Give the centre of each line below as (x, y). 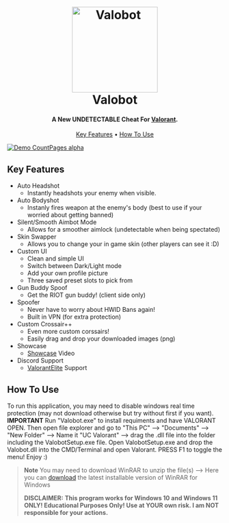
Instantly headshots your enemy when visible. (92, 193)
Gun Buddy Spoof (42, 288)
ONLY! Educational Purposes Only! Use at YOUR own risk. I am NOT (121, 505)
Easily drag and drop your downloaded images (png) (101, 339)
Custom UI (32, 252)
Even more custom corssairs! (68, 332)
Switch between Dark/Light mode (74, 266)
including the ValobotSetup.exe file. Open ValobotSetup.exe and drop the (110, 442)
